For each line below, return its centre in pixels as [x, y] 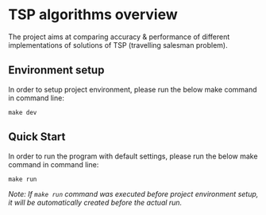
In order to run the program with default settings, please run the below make [133, 156]
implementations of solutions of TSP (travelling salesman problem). [118, 45]
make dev [23, 112]
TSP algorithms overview [93, 15]
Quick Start [37, 137]
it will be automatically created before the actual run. [95, 202]
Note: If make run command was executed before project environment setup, [133, 193]
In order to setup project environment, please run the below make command [133, 89]
